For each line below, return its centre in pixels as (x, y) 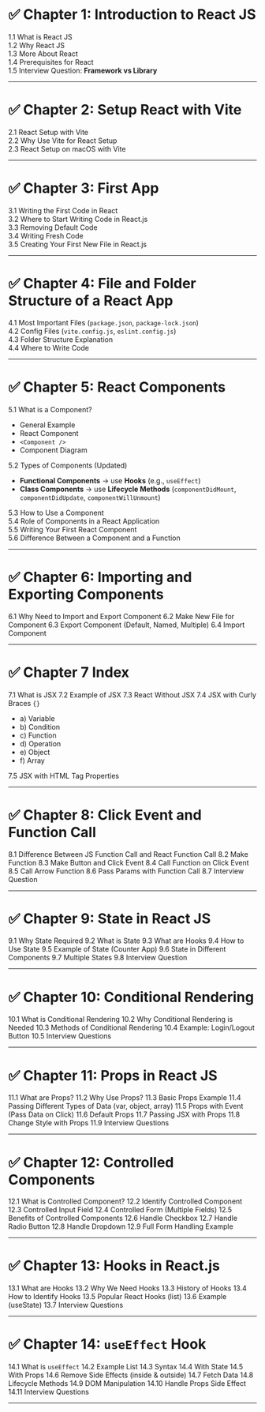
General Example (47, 425)
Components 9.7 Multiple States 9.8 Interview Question (98, 958)
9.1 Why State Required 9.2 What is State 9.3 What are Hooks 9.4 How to (126, 941)
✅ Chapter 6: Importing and (100, 577)
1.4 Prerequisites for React (51, 62)
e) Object (35, 752)
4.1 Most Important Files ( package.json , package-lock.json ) (104, 322)
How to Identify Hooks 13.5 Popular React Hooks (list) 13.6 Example (118, 1297)
